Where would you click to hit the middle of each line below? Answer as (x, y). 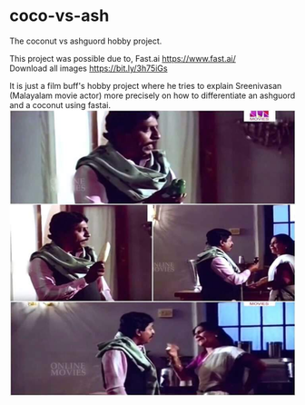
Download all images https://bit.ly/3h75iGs (89, 68)
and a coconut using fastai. (60, 104)
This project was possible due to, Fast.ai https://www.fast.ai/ (123, 58)
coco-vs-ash (59, 16)
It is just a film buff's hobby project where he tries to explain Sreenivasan (146, 85)
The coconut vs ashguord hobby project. (86, 41)
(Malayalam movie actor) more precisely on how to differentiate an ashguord (152, 95)
